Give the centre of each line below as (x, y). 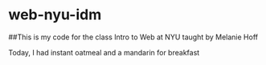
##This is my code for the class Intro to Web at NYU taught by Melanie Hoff (133, 37)
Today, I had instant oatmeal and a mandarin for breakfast (104, 52)
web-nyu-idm (55, 15)
